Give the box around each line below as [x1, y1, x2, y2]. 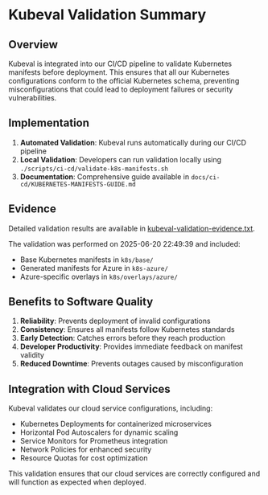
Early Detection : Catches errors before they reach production [19, 333, 225, 343]
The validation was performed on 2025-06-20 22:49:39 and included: [8, 239, 241, 248]
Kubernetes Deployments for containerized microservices [19, 419, 212, 429]
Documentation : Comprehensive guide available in [19, 171, 190, 182]
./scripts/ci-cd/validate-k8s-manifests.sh [19, 165, 169, 173]
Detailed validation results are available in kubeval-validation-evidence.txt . [8, 223, 255, 233]
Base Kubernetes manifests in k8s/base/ [19, 255, 155, 264]
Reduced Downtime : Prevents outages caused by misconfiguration [19, 359, 244, 369]
